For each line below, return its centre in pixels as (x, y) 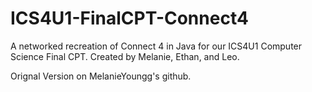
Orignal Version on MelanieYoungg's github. (101, 76)
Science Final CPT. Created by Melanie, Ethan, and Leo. (125, 56)
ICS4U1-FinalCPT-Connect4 (129, 18)
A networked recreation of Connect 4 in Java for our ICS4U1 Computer (156, 46)
